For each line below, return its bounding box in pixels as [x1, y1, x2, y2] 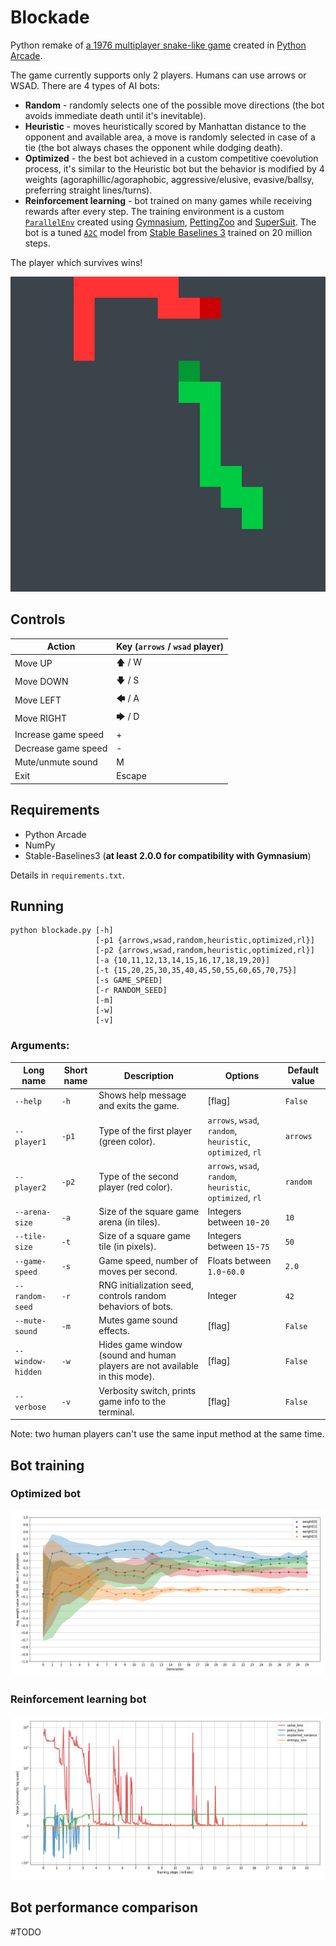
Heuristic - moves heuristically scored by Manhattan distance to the [24, 120, 307, 132]
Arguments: [10, 1039, 70, 1053]
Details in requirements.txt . [10, 869, 126, 881]
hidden [14, 1367, 42, 1377]
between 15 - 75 [207, 1241, 270, 1253]
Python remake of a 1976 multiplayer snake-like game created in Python [10, 39, 307, 51]
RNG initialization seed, [98, 1279, 194, 1291]
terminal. [98, 1406, 135, 1418]
